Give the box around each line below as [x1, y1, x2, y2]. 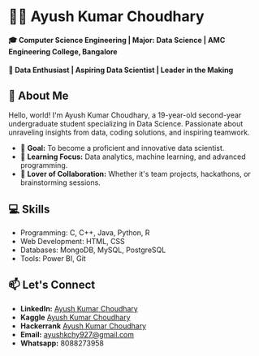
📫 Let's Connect [8, 278, 96, 292]
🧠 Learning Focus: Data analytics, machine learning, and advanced [19, 152, 246, 161]
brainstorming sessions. [19, 178, 101, 187]
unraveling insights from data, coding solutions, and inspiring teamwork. [8, 127, 250, 137]
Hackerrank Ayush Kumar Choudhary [19, 320, 147, 331]
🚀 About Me [8, 88, 69, 102]
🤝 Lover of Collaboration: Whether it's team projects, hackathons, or [19, 169, 252, 179]
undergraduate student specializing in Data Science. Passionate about [8, 119, 244, 129]
